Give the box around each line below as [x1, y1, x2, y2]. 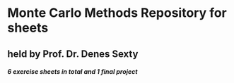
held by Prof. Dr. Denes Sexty [7, 48, 139, 60]
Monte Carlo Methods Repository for [7, 5, 228, 21]
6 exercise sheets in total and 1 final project [7, 68, 138, 76]
